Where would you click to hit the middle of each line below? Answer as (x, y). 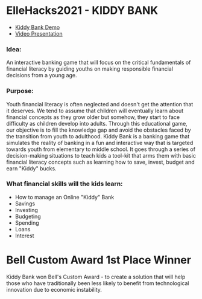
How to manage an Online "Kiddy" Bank (65, 197)
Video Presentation (39, 33)
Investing (26, 210)
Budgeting (28, 216)
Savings (25, 204)
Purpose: (20, 91)
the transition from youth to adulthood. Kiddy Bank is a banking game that (98, 136)
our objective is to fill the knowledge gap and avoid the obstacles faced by (99, 130)
